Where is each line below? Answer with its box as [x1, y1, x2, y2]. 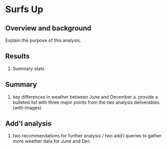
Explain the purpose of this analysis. [5, 37, 81, 43]
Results [5, 52, 30, 61]
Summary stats [12, 65, 45, 72]
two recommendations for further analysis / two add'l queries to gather [12, 133, 162, 139]
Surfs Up [5, 4, 43, 15]
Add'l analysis [5, 120, 52, 128]
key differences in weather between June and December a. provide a [12, 94, 158, 100]
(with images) [12, 104, 42, 110]
